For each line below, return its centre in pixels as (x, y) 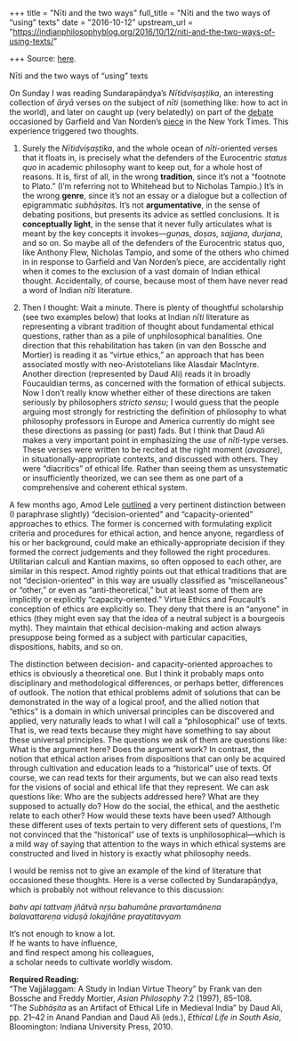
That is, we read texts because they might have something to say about (140, 730)
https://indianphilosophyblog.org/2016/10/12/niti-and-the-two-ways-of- (144, 32)
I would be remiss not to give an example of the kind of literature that (135, 871)
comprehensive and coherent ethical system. (105, 488)
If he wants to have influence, (64, 943)
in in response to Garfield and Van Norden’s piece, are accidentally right (154, 262)
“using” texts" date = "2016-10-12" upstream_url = (101, 22)
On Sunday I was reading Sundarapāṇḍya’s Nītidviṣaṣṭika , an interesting (141, 93)
